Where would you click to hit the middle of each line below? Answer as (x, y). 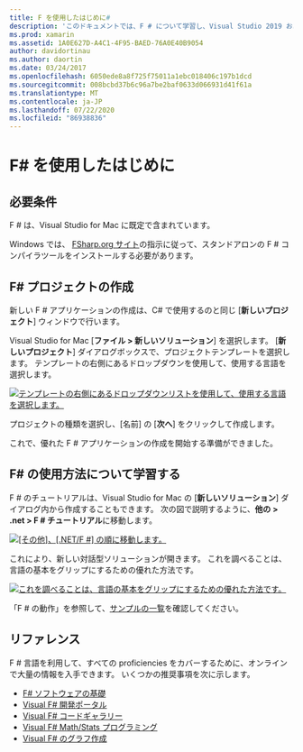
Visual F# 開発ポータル (64, 704)
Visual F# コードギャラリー (73, 715)
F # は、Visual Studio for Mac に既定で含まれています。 (112, 225)
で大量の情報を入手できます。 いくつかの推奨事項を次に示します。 (132, 674)
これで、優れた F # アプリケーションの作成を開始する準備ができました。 (143, 443)
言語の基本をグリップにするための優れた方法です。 (104, 570)
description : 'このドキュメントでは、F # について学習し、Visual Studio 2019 (146, 26)
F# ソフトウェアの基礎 (64, 693)
